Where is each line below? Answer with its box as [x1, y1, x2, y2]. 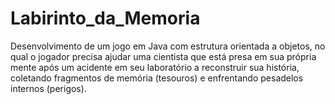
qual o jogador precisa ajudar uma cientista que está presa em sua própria [10, 50, 317, 62]
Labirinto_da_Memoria [10, 7, 201, 30]
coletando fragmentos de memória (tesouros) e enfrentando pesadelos [10, 72, 304, 84]
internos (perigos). [10, 82, 87, 94]
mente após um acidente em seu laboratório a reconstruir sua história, [10, 61, 300, 73]
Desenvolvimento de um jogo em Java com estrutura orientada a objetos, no [10, 40, 326, 52]
